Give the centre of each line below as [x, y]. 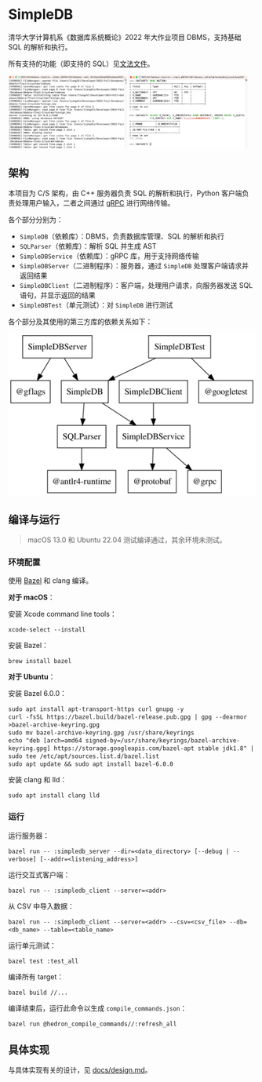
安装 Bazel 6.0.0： [37, 694]
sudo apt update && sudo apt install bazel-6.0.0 [91, 764]
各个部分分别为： [36, 220]
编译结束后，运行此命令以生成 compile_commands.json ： [98, 1008]
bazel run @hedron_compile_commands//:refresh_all [93, 1024]
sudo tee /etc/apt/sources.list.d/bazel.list [84, 756]
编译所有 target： [36, 976]
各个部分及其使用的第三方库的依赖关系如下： [80, 322]
